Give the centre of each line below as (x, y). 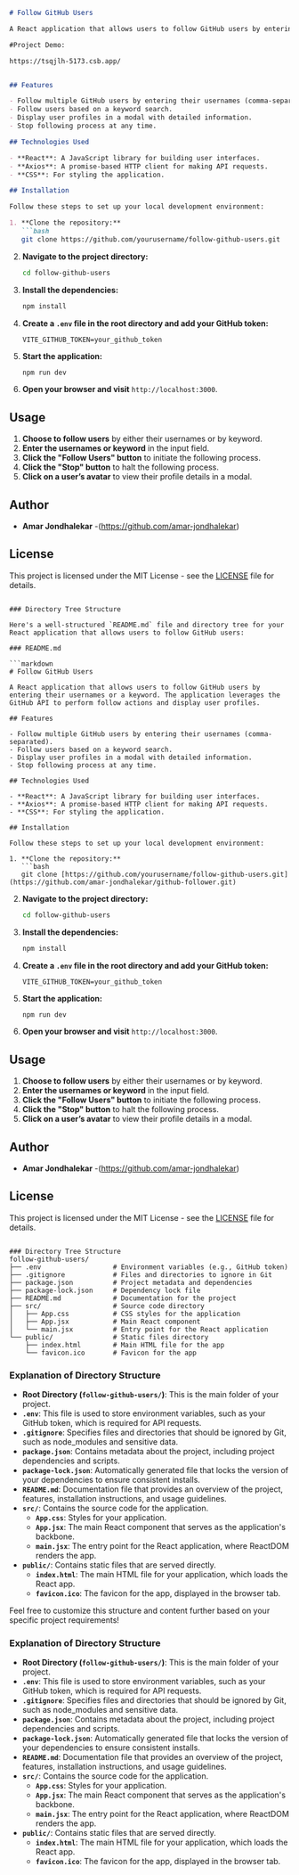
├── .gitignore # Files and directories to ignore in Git (141, 1274)
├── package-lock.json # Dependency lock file (105, 1290)
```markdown (31, 664)
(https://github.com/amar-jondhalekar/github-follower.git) (123, 882)
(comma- (259, 734)
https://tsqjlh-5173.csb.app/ (65, 61)
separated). (31, 741)
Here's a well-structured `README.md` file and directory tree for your (147, 625)
